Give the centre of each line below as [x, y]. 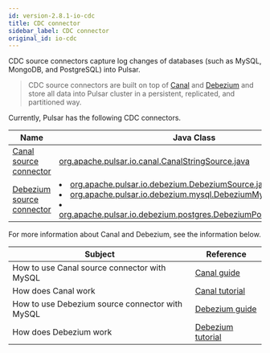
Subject [99, 254]
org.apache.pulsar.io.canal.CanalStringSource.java [155, 162]
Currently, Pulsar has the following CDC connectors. [95, 118]
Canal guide [218, 273]
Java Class [194, 138]
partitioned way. [55, 102]
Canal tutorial [220, 291]
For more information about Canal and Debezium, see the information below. [135, 235]
